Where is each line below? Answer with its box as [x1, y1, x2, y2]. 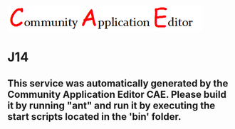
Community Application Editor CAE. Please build [7, 88, 226, 101]
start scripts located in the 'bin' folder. [7, 111, 182, 123]
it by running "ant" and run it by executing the [7, 99, 216, 111]
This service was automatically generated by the [7, 77, 229, 89]
